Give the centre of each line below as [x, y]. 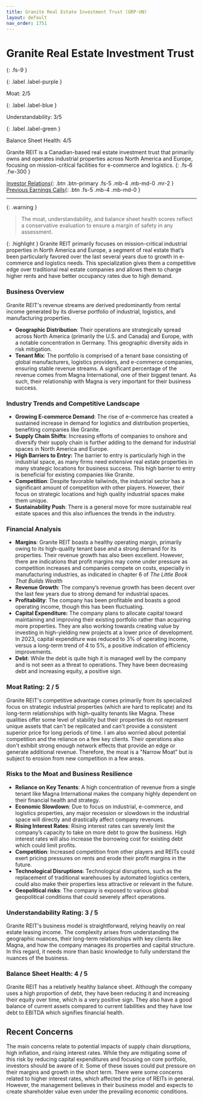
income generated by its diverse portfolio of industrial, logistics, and [91, 311]
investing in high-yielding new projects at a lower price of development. [104, 632]
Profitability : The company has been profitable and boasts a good [98, 600]
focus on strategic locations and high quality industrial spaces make [100, 494]
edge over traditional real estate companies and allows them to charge [94, 269]
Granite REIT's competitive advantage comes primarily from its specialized [99, 700]
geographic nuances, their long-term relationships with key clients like [94, 939]
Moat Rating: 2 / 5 [33, 687]
